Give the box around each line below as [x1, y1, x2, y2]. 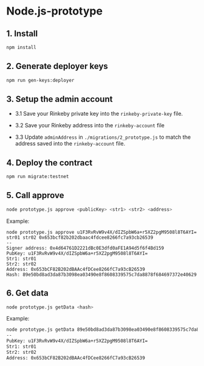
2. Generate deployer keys [6, 61, 108, 72]
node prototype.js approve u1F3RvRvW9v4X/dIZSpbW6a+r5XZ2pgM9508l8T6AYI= [6, 229, 197, 235]
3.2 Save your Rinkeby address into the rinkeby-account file [15, 122, 165, 129]
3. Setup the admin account [6, 94, 113, 104]
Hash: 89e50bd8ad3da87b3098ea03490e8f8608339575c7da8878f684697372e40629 [6, 271, 197, 278]
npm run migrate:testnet [6, 174, 69, 180]
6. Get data [6, 288, 49, 298]
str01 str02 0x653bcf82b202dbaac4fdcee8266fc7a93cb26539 [6, 235, 154, 241]
